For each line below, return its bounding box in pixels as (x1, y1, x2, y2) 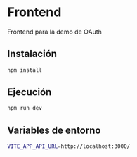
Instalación (7, 48, 58, 60)
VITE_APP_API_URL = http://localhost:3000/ (7, 143, 131, 150)
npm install (7, 66, 42, 74)
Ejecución (7, 86, 52, 99)
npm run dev (7, 105, 42, 112)
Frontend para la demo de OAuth (7, 27, 102, 36)
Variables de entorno (7, 124, 101, 136)
